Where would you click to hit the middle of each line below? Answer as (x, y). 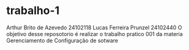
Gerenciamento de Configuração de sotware (62, 40)
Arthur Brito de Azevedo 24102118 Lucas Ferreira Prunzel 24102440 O (94, 27)
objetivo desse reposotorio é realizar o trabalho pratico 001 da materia (94, 34)
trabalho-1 (33, 11)
